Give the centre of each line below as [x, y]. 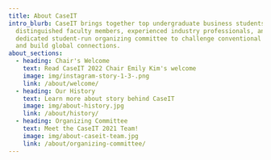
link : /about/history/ [61, 114]
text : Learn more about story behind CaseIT [99, 99]
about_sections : [35, 53]
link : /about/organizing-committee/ [85, 143]
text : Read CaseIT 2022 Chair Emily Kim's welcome [110, 69]
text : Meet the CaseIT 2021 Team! [81, 128]
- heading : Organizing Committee [72, 121]
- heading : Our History [55, 91]
